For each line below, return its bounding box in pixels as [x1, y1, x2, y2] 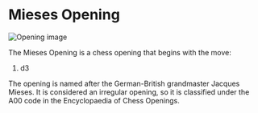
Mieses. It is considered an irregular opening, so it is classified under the [8, 87, 250, 97]
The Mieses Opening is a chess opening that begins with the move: [8, 47, 231, 57]
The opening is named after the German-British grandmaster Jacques [8, 79, 240, 88]
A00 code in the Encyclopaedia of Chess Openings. [8, 95, 180, 105]
